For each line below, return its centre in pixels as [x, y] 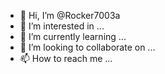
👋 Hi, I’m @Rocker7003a [70, 15]
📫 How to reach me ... [66, 58]
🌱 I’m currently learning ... [73, 36]
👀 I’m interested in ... [62, 26]
